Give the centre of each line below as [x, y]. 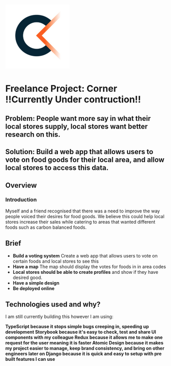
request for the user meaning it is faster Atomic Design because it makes [84, 343]
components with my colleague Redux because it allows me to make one [84, 337]
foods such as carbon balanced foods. [46, 227]
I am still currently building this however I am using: [59, 317]
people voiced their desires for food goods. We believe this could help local [85, 216]
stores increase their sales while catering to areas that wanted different [80, 222]
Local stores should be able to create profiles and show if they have [85, 272]
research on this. [33, 134]
